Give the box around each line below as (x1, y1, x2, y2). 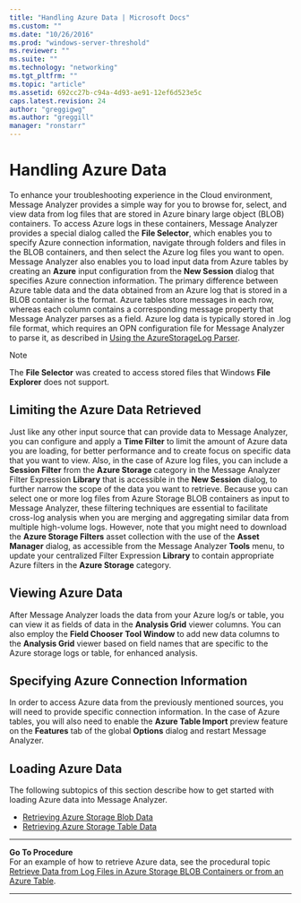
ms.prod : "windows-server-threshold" (9, 38, 150, 47)
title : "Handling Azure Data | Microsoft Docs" (9, 13, 191, 22)
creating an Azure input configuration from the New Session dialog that (9, 265, 275, 276)
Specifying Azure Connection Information (9, 673, 248, 688)
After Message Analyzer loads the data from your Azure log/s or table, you (9, 609, 285, 620)
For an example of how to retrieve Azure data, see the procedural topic (9, 856, 271, 867)
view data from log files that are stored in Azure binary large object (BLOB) (9, 208, 285, 219)
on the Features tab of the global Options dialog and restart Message (9, 726, 267, 736)
